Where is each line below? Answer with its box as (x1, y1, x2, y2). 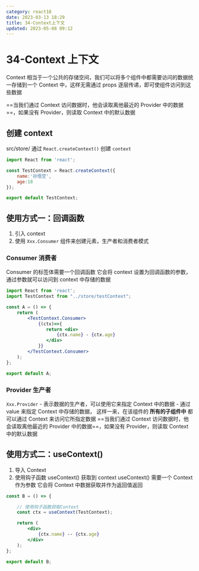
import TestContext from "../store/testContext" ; (6, 294, 132, 300)
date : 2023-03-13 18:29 (6, 14, 65, 20)
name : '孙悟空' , (17, 173, 52, 179)
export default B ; (6, 558, 52, 564)
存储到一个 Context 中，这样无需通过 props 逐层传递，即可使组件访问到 (11, 81, 186, 88)
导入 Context (14, 466, 46, 473)
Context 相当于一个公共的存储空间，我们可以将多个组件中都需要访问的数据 (6, 74, 188, 81)
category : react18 (6, 8, 52, 15)
